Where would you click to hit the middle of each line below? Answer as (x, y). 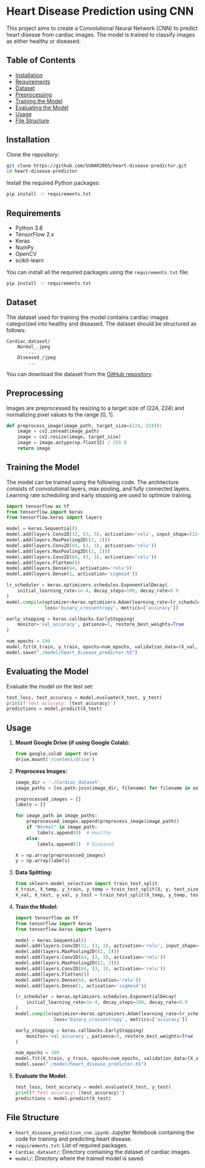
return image (34, 448)
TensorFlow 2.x (34, 234)
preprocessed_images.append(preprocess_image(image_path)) (103, 822)
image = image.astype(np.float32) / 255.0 (72, 443)
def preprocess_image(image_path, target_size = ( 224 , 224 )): (85, 426)
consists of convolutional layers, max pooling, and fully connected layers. (99, 488)
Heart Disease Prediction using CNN (100, 11)
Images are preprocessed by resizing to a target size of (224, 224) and (95, 408)
